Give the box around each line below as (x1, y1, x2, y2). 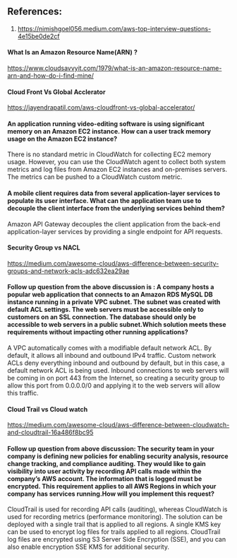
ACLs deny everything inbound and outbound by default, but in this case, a (7, 359, 226, 367)
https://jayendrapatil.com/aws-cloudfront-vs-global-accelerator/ (7, 103, 195, 112)
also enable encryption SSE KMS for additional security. (7, 542, 169, 551)
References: (7, 6, 62, 18)
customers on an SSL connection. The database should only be (7, 313, 196, 321)
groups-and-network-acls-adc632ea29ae (7, 267, 130, 275)
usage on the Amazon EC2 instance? (7, 134, 118, 143)
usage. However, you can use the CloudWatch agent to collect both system (7, 158, 226, 166)
